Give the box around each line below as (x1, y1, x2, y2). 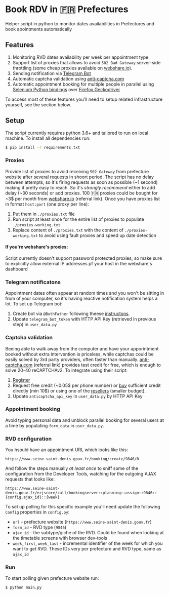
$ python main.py (5, 585, 42, 590)
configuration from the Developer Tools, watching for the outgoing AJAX (5, 471, 156, 477)
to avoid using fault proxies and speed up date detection (38, 232, 157, 239)
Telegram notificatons (5, 279, 61, 286)
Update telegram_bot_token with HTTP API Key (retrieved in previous (12, 316, 156, 322)
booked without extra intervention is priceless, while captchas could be (5, 351, 154, 357)
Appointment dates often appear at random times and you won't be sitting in (5, 290, 164, 296)
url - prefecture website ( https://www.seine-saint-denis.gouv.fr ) (12, 519, 152, 525)
